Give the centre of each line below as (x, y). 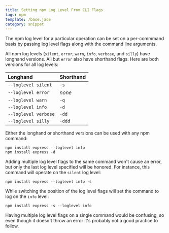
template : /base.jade (28, 19)
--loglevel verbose (31, 114)
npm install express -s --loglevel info (49, 206)
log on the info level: (27, 196)
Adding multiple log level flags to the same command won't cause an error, (84, 162)
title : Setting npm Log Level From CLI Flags (54, 10)
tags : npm (16, 15)
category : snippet (25, 24)
